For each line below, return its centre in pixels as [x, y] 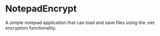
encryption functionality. [31, 27]
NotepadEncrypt [41, 9]
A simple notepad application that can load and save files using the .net [80, 22]
